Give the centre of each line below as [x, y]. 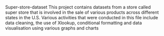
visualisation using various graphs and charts [52, 28]
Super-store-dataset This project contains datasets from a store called [78, 7]
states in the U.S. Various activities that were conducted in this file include [82, 18]
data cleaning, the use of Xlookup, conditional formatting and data [73, 23]
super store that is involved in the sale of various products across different [82, 12]
